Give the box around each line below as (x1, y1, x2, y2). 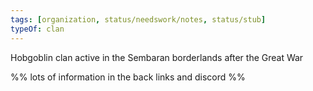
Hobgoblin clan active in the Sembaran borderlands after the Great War (10, 51, 304, 63)
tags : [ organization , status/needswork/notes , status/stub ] (10, 14, 267, 25)
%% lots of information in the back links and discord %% (10, 71, 246, 83)
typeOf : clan (10, 24, 65, 34)
